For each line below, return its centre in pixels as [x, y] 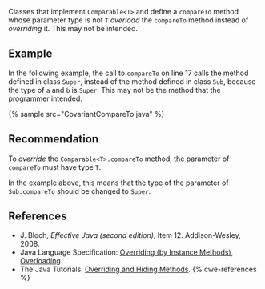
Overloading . [41, 261]
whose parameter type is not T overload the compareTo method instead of [128, 20]
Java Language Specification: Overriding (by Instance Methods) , [126, 252]
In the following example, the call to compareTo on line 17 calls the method [128, 73]
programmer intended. [45, 98]
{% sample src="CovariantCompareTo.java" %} [86, 114]
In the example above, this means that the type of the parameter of [119, 183]
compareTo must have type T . [55, 167]
